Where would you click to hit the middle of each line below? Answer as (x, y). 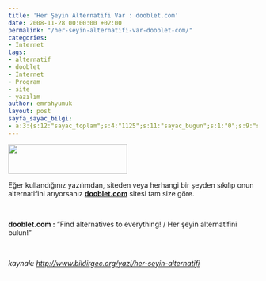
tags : (17, 52)
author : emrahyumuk (40, 104)
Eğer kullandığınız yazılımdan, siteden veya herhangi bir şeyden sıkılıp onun (131, 185)
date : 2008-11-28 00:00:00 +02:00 (65, 23)
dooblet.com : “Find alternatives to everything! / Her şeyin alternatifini (123, 224)
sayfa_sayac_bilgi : (40, 119)
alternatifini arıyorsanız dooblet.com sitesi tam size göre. (102, 193)
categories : (28, 38)
